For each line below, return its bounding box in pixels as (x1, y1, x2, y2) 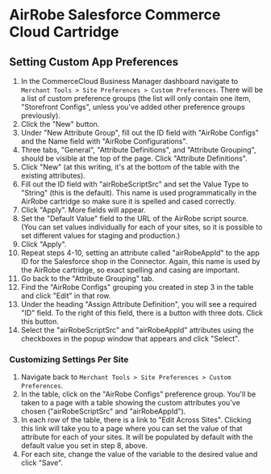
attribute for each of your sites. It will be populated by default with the (20, 432, 253, 442)
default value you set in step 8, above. (20, 441, 148, 451)
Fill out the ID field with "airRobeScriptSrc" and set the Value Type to (20, 179, 249, 189)
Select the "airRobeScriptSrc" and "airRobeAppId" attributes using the (20, 325, 254, 334)
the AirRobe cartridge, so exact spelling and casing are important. (20, 265, 240, 275)
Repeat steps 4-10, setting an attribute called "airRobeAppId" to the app (20, 248, 261, 258)
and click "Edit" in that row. (20, 291, 111, 300)
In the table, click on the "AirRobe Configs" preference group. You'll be (20, 389, 256, 399)
